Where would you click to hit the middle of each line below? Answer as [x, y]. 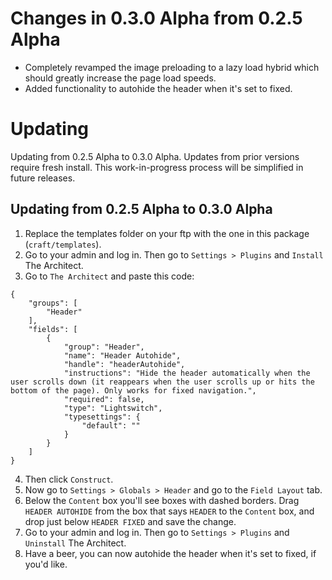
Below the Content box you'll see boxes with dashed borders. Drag [162, 500]
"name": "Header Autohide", [122, 355]
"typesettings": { [102, 417]
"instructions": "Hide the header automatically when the [187, 373]
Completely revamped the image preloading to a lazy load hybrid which [172, 67]
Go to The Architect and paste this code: [109, 276]
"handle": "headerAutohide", [124, 364]
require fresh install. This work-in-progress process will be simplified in [157, 167]
